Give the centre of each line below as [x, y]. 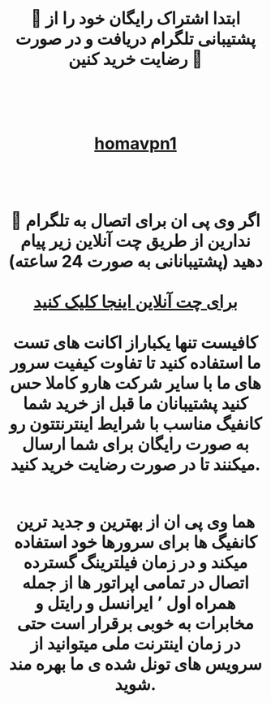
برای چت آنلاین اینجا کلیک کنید [135, 302]
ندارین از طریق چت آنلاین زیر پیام [135, 241]
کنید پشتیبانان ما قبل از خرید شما [135, 404]
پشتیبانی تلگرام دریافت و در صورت [135, 38]
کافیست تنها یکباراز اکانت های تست [135, 343]
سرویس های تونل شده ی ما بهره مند [135, 664]
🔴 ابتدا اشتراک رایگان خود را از [135, 18]
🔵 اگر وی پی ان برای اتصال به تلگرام [135, 221]
